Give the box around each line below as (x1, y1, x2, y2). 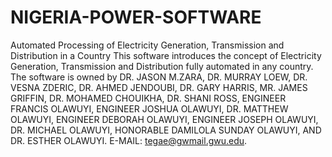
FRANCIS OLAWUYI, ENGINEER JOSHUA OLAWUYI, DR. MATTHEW (10, 102, 289, 115)
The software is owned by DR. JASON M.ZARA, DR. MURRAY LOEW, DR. (10, 71, 308, 83)
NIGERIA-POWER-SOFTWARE (10, 6, 262, 29)
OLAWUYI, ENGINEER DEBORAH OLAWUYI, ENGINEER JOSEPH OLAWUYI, (10, 113, 319, 125)
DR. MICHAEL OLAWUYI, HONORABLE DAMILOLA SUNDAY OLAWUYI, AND (10, 124, 322, 136)
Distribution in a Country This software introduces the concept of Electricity (10, 49, 322, 61)
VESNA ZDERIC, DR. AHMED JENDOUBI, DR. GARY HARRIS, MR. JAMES (10, 81, 308, 93)
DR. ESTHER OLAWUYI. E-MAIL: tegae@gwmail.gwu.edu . (10, 134, 248, 146)
